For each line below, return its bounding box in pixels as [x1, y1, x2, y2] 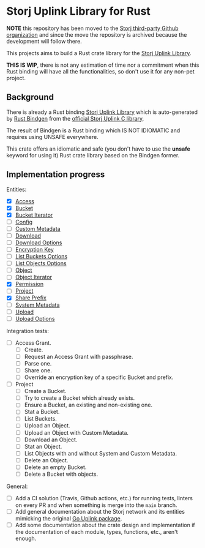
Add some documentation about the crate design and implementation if [15, 522, 196, 529]
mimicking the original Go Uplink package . [15, 515, 122, 522]
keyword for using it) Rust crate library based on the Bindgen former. [6, 151, 180, 159]
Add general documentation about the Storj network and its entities [15, 508, 185, 515]
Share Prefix [15, 294, 47, 301]
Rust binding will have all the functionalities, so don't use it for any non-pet [6, 67, 195, 75]
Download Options [15, 239, 62, 246]
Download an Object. [24, 436, 78, 443]
